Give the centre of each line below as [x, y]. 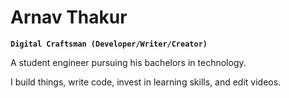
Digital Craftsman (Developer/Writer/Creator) [109, 44]
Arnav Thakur [69, 17]
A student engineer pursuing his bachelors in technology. [128, 62]
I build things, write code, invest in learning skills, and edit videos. [146, 82]
